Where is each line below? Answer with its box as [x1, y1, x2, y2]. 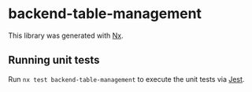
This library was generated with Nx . [8, 31, 124, 40]
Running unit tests [8, 53, 100, 67]
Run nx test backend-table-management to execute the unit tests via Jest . [8, 74, 245, 83]
